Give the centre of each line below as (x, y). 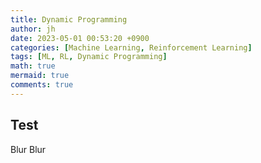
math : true (33, 66)
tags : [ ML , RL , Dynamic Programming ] (89, 57)
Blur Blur (28, 149)
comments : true (42, 85)
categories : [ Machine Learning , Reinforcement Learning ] (131, 47)
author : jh (33, 29)
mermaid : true (40, 76)
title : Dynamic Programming (69, 19)
